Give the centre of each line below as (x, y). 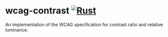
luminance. (17, 29)
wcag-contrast (37, 11)
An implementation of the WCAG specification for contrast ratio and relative (84, 24)
